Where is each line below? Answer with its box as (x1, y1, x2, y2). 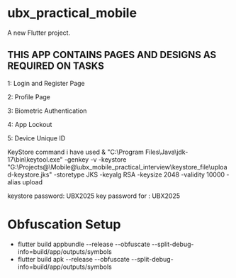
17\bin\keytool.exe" (7, 155, 63, 164)
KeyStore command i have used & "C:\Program (7, 148, 144, 156)
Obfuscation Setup (7, 216, 121, 232)
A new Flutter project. (7, 28, 71, 37)
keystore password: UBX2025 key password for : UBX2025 (7, 191, 181, 200)
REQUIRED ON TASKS (7, 60, 104, 72)
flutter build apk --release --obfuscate (17, 255, 130, 263)
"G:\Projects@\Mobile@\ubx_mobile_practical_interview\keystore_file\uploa (7, 162, 227, 171)
